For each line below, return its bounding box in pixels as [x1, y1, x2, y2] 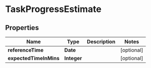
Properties [5, 23, 39, 32]
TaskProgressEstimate [5, 3, 102, 15]
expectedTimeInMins [8, 55, 60, 61]
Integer [64, 55, 82, 61]
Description [87, 38, 115, 45]
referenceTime [8, 46, 44, 53]
